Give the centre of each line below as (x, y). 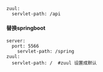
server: (16, 41)
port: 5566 (25, 46)
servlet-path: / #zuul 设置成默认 (54, 63)
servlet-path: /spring (46, 52)
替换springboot (26, 28)
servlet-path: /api (36, 14)
